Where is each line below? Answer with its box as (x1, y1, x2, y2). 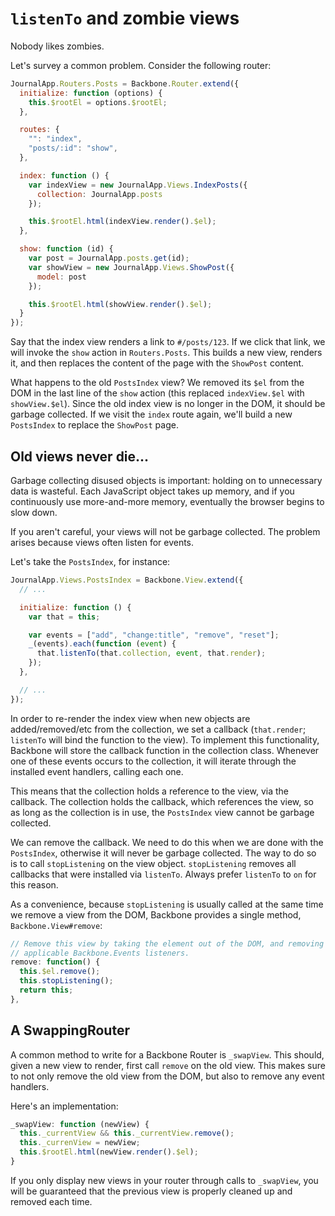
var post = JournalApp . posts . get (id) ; (28, 253, 190, 264)
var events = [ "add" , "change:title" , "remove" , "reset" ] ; (28, 630, 280, 640)
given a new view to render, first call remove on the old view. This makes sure (10, 1059, 326, 1071)
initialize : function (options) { (19, 88, 163, 98)
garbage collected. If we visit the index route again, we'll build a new (10, 408, 293, 421)
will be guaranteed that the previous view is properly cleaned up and (10, 1185, 293, 1197)
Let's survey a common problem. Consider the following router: (10, 59, 272, 71)
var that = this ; (28, 612, 101, 622)
